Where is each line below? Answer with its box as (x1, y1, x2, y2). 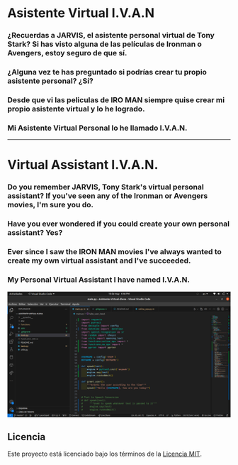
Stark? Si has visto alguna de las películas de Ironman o (7, 39, 202, 49)
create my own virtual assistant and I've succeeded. (7, 256, 191, 266)
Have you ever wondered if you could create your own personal (7, 219, 230, 229)
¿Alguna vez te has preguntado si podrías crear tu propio (7, 67, 208, 77)
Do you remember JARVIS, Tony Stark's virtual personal (7, 182, 204, 192)
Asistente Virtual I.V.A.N (7, 5, 154, 21)
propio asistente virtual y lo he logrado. (7, 104, 145, 114)
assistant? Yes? (7, 228, 63, 238)
